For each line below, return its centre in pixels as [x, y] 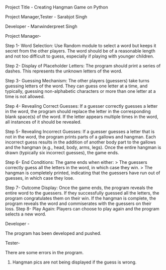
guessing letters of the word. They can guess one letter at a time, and [76, 86]
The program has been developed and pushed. [53, 233]
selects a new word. [26, 214]
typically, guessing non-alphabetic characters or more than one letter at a [81, 91]
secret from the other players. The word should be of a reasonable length [80, 51]
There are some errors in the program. [44, 252]
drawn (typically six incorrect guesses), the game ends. [62, 153]
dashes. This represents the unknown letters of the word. [64, 71]
